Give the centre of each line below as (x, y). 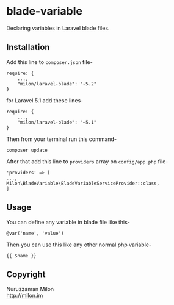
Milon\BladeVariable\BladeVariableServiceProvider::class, (83, 183)
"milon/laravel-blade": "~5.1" (57, 122)
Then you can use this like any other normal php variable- (79, 245)
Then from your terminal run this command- (62, 139)
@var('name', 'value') (35, 233)
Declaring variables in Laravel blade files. (58, 28)
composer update (27, 150)
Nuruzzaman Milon (30, 289)
